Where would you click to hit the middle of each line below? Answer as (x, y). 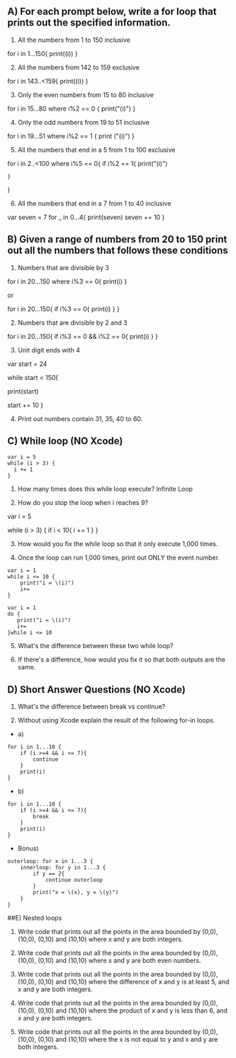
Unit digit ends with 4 (49, 350)
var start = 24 (27, 364)
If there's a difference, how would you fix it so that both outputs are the (121, 659)
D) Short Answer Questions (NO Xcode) (96, 690)
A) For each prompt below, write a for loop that (112, 12)
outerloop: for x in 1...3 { (50, 862)
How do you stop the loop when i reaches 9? (83, 503)
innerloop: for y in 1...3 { (63, 868)
